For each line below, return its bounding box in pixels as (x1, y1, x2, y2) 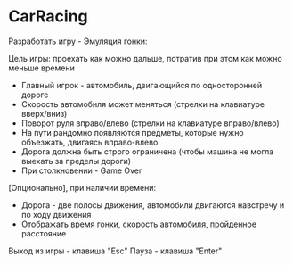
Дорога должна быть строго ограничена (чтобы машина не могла (20, 145, 274, 157)
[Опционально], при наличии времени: (8, 182, 157, 193)
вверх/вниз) (20, 108, 68, 119)
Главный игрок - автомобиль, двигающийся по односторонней (20, 79, 263, 90)
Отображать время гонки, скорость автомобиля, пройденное (20, 219, 257, 229)
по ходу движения (20, 209, 92, 219)
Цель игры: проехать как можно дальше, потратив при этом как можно (8, 53, 282, 63)
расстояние (20, 228, 67, 238)
